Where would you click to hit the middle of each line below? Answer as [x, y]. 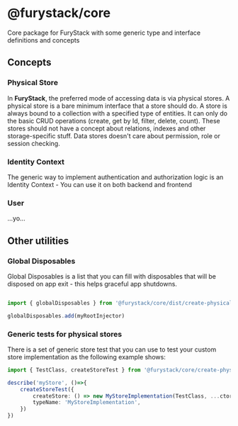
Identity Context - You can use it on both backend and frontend [100, 184]
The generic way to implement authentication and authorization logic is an [115, 177]
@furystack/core [59, 13]
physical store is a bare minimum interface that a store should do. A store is [118, 106]
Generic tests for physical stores [65, 334]
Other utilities [38, 241]
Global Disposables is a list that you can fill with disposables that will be [112, 276]
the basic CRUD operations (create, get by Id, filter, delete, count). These [114, 120]
